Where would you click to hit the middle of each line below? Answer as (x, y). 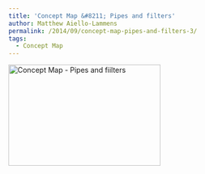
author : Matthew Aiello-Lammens (63, 23)
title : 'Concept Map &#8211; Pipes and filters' (92, 16)
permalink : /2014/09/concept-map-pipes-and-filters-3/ (103, 31)
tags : (17, 38)
